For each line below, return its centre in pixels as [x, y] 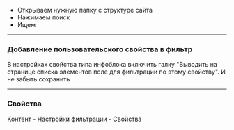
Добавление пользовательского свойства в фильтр [100, 49]
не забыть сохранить [39, 79]
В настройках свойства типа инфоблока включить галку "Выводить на [112, 65]
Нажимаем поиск [44, 17]
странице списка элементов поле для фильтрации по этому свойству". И [117, 72]
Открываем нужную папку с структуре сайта [85, 10]
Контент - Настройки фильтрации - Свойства [75, 119]
